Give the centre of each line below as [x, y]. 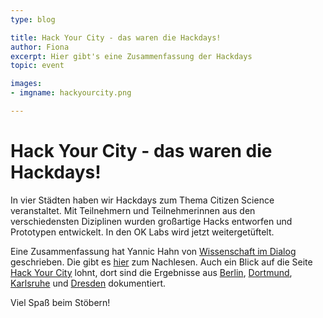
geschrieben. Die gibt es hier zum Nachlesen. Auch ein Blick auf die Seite [161, 262]
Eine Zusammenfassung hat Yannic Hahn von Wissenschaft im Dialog [153, 251]
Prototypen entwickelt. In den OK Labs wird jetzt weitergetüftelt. [142, 232]
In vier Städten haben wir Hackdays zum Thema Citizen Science [142, 200]
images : [26, 84]
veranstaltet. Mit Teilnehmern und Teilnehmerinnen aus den [133, 210]
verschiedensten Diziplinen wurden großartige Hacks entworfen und [151, 221]
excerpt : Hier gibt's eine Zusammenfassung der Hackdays [131, 56]
